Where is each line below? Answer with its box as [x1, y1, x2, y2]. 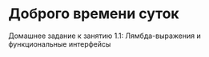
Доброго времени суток [8, 5, 179, 23]
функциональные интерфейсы [8, 39, 111, 48]
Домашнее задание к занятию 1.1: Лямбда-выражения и [8, 31, 202, 40]
